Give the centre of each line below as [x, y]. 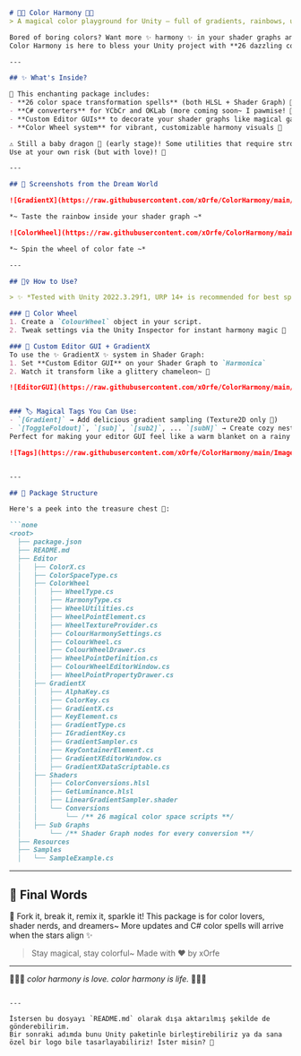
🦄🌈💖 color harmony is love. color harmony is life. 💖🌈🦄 [108, 979]
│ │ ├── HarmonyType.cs [70, 600]
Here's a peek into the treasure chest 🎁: [90, 509]
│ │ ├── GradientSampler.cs [78, 742]
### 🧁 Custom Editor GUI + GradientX [80, 346]
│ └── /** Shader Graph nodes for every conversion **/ [136, 833]
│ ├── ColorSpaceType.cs [68, 575]
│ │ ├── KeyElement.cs [68, 717]
